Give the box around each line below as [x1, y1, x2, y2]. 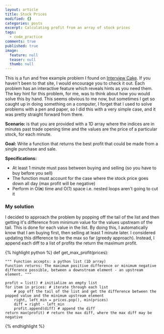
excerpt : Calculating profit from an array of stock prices [5, 25, 131, 30]
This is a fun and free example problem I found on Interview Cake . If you [5, 75, 151, 81]
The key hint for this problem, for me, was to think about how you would [5, 91, 150, 97]
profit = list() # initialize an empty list [5, 281, 97, 286]
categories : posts [5, 21, 43, 26]
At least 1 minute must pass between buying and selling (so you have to [12, 165, 157, 171]
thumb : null [9, 62, 34, 67]
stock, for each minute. [5, 132, 52, 137]
